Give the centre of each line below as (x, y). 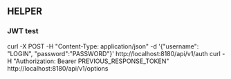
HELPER (25, 11)
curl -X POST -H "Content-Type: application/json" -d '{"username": (103, 46)
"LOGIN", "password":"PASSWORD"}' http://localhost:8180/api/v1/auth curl (114, 53)
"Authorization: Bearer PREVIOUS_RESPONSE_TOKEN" (91, 61)
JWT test (23, 31)
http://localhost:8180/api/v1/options (58, 68)
